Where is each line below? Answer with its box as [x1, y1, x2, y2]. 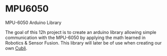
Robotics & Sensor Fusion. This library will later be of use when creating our [5, 39, 162, 45]
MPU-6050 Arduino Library [5, 19, 62, 25]
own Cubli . [5, 45, 28, 51]
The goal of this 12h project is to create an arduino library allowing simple [5, 29, 156, 35]
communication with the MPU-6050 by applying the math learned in [5, 34, 146, 40]
